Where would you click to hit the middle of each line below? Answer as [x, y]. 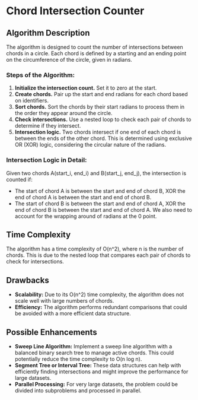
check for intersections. [35, 262]
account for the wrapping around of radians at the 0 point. [86, 216]
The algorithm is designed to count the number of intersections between [95, 47]
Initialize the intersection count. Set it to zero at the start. [86, 88]
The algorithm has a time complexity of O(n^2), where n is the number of [95, 249]
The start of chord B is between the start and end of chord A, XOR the [100, 204]
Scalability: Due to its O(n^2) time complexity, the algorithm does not [99, 294]
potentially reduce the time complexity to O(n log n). [78, 359]
